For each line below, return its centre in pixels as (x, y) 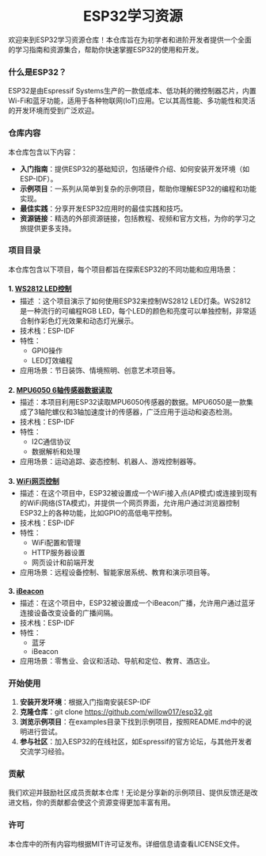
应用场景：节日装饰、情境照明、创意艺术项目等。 (99, 371)
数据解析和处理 (56, 451)
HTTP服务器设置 (58, 553)
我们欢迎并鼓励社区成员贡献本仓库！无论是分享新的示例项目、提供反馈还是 (129, 793)
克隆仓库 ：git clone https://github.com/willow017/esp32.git (116, 711)
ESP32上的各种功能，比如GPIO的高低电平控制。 (98, 513)
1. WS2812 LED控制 (40, 289)
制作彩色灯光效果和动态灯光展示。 (82, 321)
